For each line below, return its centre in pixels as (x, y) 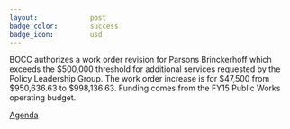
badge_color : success (64, 26)
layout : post (58, 17)
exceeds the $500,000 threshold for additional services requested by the (145, 69)
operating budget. (43, 98)
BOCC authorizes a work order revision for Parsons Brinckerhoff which (140, 60)
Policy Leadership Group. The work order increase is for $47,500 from (140, 79)
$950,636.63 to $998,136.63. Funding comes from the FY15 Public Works (145, 88)
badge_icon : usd (56, 34)
